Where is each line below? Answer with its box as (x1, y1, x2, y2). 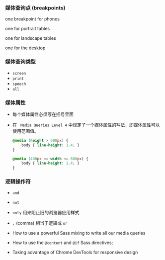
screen (12, 71, 26, 76)
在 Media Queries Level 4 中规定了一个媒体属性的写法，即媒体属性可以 (12, 122, 160, 128)
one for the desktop (5, 45, 46, 51)
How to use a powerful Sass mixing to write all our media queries (12, 230, 146, 236)
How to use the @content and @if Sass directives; (12, 240, 113, 246)
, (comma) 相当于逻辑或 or (12, 220, 68, 226)
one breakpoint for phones (5, 16, 60, 22)
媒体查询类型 (5, 58, 36, 65)
